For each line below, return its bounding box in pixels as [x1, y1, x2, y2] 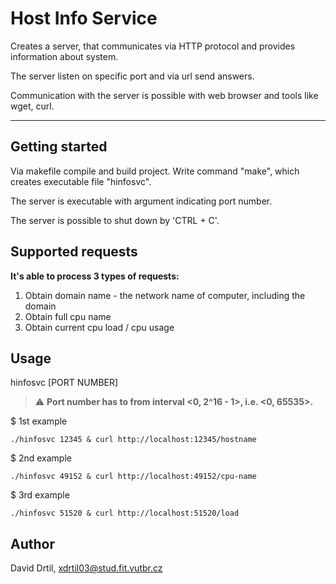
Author [10, 535, 55, 552]
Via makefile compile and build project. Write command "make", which [10, 165, 300, 177]
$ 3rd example [10, 489, 70, 501]
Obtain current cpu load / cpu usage [24, 321, 175, 333]
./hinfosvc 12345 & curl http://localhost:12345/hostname [10, 435, 257, 445]
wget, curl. [10, 100, 55, 112]
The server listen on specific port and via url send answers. [10, 70, 255, 82]
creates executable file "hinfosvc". [10, 175, 152, 187]
